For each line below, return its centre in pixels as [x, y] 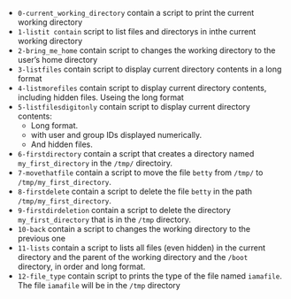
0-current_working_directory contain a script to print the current [136, 13]
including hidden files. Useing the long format [100, 97]
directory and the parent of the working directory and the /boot [133, 257]
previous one [42, 238]
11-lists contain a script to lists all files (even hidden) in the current [142, 248]
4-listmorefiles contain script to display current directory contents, [142, 88]
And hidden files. [61, 144]
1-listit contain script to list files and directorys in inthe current [137, 31]
